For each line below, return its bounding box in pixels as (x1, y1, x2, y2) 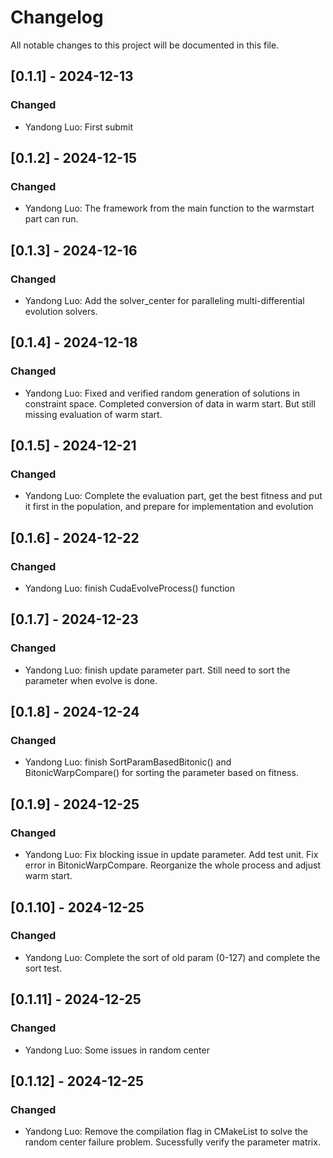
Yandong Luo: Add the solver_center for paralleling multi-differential (24, 295, 305, 306)
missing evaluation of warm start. (24, 408, 163, 420)
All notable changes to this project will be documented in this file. (10, 39, 280, 51)
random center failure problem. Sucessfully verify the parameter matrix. (24, 1136, 321, 1148)
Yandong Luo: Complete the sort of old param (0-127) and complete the (24, 951, 321, 963)
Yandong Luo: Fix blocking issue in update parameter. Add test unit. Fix (24, 849, 319, 861)
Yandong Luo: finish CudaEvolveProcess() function (24, 582, 235, 595)
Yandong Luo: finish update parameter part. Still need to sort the (24, 664, 291, 676)
